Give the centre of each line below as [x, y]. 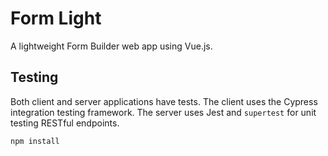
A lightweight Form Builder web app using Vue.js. [111, 46]
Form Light [56, 18]
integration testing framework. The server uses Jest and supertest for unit [163, 112]
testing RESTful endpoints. [65, 123]
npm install [35, 141]
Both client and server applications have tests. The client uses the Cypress [164, 101]
